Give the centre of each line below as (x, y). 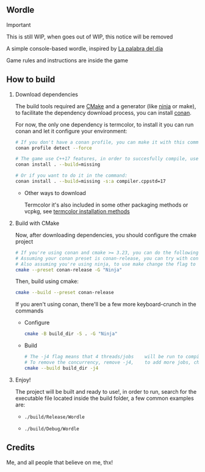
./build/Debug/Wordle (52, 429)
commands (29, 311)
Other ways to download (55, 193)
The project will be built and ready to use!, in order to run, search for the (106, 391)
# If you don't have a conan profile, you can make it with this (100, 142)
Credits (21, 448)
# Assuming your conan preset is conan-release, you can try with (101, 258)
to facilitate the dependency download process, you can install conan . (103, 112)
